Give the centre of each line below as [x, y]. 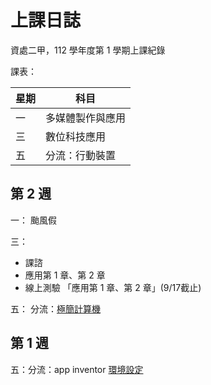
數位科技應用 [76, 136]
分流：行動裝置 [81, 155]
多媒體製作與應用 [86, 118]
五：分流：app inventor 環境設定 [77, 369]
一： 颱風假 [33, 220]
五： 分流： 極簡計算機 [55, 308]
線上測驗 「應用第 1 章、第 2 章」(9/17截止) [113, 287]
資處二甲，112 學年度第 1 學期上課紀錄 [88, 50]
